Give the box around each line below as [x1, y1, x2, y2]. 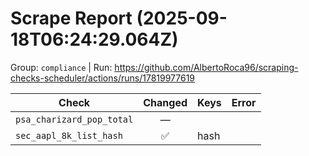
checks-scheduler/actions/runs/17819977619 [10, 72, 196, 84]
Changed [143, 95, 188, 109]
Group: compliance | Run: [10, 61, 113, 73]
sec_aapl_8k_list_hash [15, 130, 123, 141]
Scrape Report [10, 7, 133, 30]
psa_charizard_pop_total [15, 113, 134, 125]
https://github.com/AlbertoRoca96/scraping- [114, 61, 299, 73]
